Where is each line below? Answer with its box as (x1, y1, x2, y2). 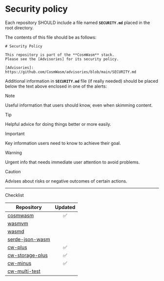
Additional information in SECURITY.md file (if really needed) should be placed (5, 78, 159, 84)
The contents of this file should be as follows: (5, 34, 97, 40)
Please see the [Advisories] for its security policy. (5, 56, 119, 62)
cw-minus (7, 259, 32, 266)
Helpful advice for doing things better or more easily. (5, 121, 111, 127)
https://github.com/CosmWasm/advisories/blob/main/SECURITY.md (5, 70, 137, 74)
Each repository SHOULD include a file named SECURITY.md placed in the (5, 20, 150, 25)
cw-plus (7, 244, 27, 251)
